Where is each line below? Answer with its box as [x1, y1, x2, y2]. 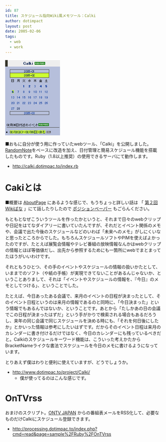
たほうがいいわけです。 [5, 253, 53, 259]
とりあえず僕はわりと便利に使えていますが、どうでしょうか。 [5, 359, 131, 365]
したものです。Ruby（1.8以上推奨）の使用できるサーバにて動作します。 [5, 153, 151, 159]
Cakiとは [5, 182, 42, 193]
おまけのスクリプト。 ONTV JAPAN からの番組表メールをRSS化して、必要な [5, 409, 160, 416]
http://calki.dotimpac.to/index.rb [12, 163, 78, 169]
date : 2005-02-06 [5, 29, 41, 34]
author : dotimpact [5, 18, 43, 23]
